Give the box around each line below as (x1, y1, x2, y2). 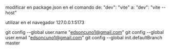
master (5, 40, 21, 46)
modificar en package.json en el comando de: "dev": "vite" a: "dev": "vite (5, 5, 161, 10)
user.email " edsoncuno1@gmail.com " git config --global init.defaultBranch (5, 35, 163, 40)
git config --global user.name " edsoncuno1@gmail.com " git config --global (5, 29, 164, 35)
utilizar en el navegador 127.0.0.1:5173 (5, 20, 85, 25)
